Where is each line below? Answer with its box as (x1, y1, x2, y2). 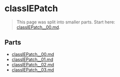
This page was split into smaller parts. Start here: (16, 19, 116, 25)
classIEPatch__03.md (11, 67, 54, 73)
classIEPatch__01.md (11, 57, 54, 62)
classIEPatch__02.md (11, 61, 54, 67)
